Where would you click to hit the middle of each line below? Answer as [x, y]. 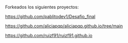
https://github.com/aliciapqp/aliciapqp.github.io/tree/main [64, 26]
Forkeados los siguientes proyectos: [42, 7]
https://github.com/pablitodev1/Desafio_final [50, 16]
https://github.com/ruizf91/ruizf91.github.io [49, 35]
